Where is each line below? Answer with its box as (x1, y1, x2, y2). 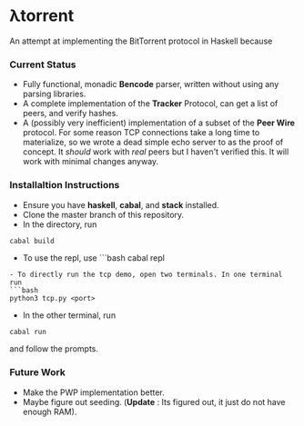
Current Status (9, 58, 76, 71)
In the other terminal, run (22, 310, 117, 321)
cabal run (9, 328, 47, 337)
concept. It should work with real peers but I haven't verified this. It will (22, 146, 289, 157)
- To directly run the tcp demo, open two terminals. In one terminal (9, 270, 283, 280)
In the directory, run (22, 219, 97, 230)
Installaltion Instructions (9, 179, 120, 192)
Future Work (9, 366, 66, 379)
